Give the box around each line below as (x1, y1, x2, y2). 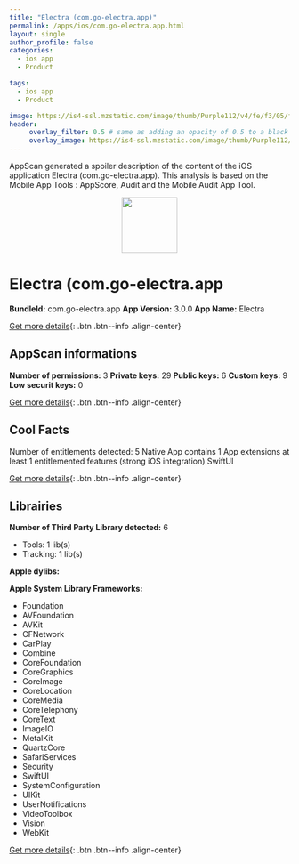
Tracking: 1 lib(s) (21, 549, 83, 560)
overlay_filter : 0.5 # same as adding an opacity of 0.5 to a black (28, 128, 289, 137)
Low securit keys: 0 (9, 379, 84, 390)
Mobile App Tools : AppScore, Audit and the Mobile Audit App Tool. (9, 180, 255, 190)
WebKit (21, 828, 50, 838)
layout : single (9, 29, 66, 38)
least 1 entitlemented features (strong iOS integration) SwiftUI (9, 456, 234, 466)
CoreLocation (21, 686, 73, 697)
